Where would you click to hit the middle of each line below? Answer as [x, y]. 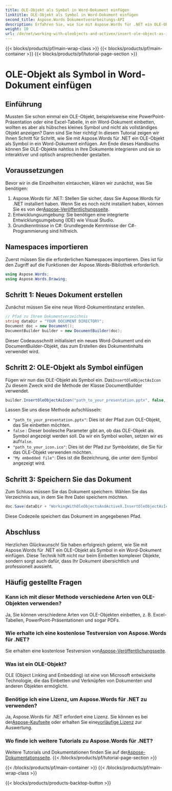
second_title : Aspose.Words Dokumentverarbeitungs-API [65, 19]
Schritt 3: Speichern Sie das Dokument [68, 479]
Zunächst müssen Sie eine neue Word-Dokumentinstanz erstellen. [75, 307]
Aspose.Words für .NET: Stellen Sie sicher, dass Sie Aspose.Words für [87, 198]
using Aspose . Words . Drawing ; [36, 279]
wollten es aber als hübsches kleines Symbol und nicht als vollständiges [81, 127]
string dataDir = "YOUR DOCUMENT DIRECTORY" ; [55, 321]
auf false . [23, 442]
